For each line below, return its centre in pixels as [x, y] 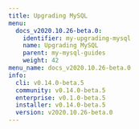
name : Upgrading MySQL [61, 46]
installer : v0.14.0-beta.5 [61, 105]
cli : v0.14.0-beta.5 [50, 83]
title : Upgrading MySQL [48, 16]
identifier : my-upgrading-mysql [77, 38]
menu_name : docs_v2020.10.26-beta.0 [69, 68]
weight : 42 [41, 61]
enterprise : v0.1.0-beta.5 [61, 98]
